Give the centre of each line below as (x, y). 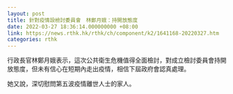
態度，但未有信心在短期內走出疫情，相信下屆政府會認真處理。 (101, 69)
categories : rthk (32, 40)
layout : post (26, 14)
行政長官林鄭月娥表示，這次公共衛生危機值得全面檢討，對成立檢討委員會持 (114, 61)
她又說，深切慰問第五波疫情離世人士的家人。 (71, 84)
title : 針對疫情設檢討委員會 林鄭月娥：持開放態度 (72, 20)
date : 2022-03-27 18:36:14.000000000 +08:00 (73, 26)
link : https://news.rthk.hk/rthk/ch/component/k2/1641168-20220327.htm (113, 33)
